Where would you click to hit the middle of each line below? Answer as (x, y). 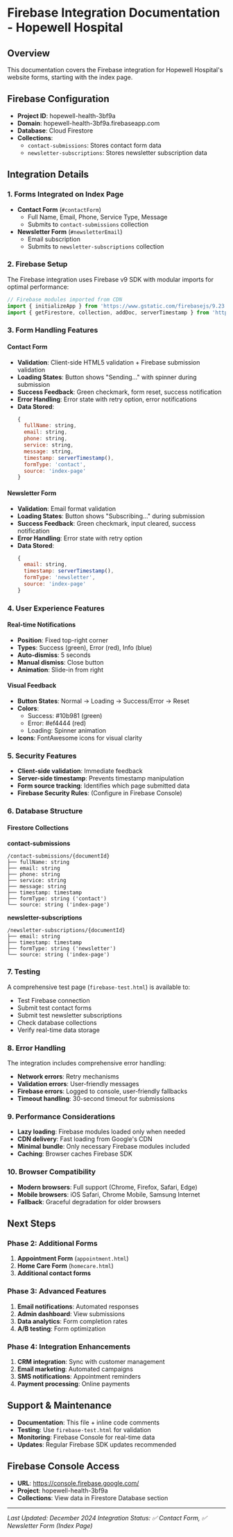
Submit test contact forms (54, 1008)
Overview (29, 53)
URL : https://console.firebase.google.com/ (78, 1483)
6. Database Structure (45, 811)
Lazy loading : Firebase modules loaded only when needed (101, 1132)
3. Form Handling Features (53, 330)
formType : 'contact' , (55, 464)
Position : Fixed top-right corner (63, 640)
